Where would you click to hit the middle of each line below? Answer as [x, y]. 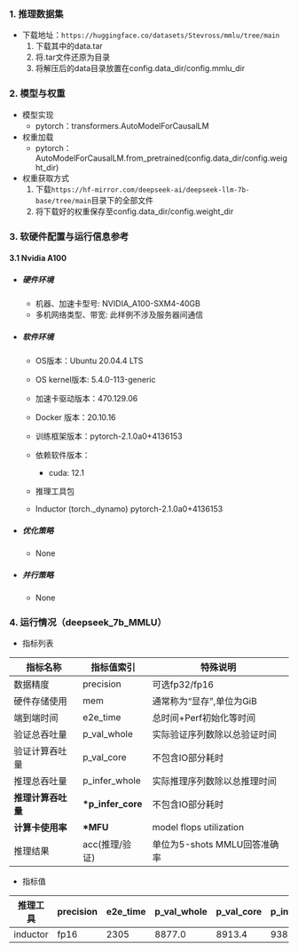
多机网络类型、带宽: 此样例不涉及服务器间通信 [119, 315]
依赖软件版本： [63, 456]
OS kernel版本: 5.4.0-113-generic [95, 380]
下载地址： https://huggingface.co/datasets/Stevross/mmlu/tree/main [151, 35]
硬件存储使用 [41, 702]
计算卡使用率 [41, 828]
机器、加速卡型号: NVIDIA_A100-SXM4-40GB [118, 304]
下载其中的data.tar [69, 46]
